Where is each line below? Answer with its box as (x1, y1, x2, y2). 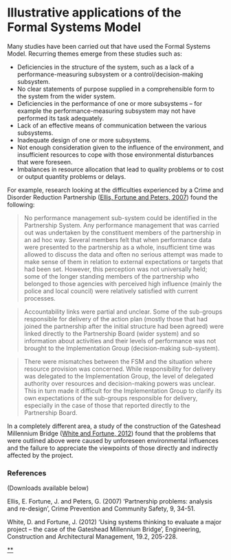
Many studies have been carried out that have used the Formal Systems (7, 42, 211, 50)
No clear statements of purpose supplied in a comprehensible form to (16, 85, 215, 93)
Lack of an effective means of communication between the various (16, 121, 207, 129)
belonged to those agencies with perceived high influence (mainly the (23, 279, 222, 288)
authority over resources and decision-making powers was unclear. (23, 379, 216, 387)
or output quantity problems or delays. (16, 172, 126, 180)
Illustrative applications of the (7, 5, 181, 21)
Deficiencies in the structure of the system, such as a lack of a (16, 63, 195, 71)
